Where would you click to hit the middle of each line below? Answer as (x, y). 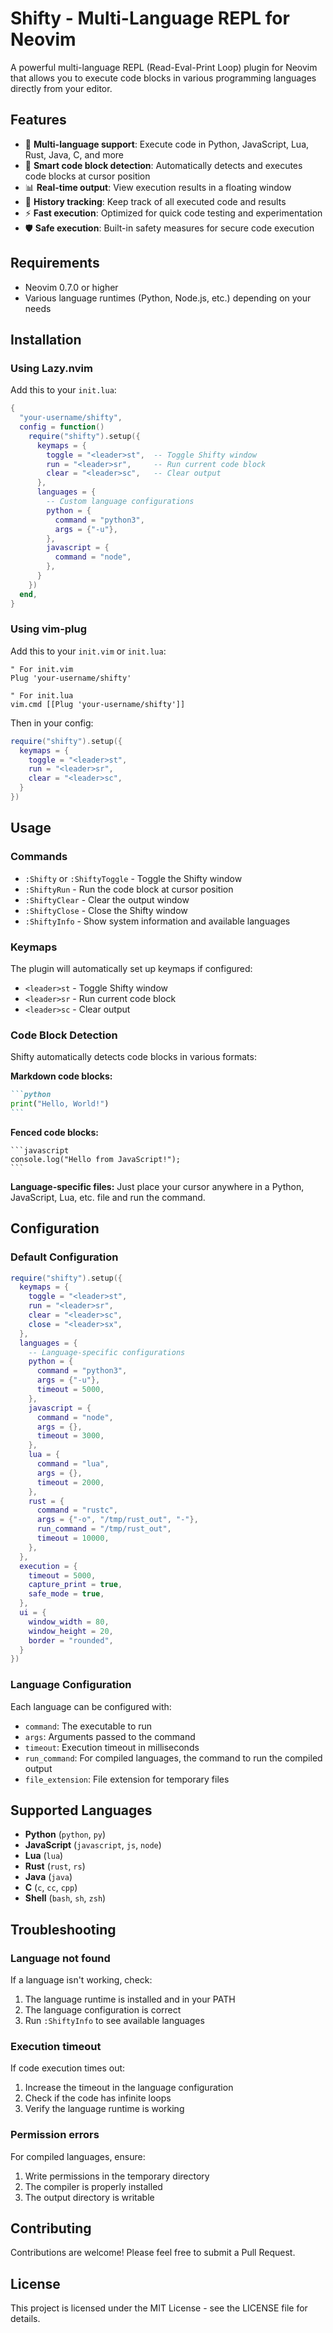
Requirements (55, 263)
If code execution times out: (68, 2068)
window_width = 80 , (69, 1622)
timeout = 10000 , (73, 1538)
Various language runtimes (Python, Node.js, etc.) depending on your (168, 298)
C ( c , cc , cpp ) (51, 1888)
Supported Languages (81, 1810)
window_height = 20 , (71, 1631)
